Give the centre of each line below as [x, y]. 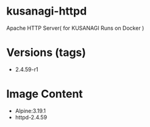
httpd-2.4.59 [31, 117]
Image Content [45, 94]
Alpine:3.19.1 [30, 111]
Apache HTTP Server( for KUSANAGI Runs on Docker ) [75, 28]
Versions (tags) [46, 53]
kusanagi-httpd [47, 11]
